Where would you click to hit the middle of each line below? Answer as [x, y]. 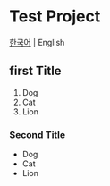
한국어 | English [37, 42]
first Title [35, 71]
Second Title [38, 134]
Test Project [55, 17]
